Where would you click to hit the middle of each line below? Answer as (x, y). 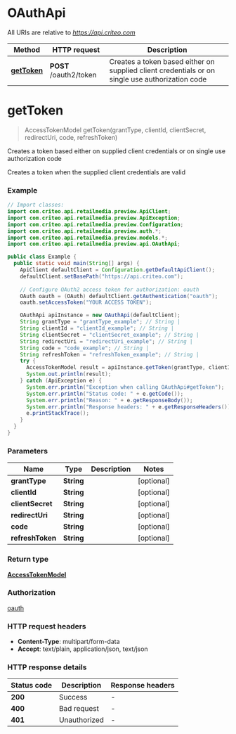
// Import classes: (36, 205)
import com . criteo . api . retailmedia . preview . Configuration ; (96, 224)
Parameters (27, 451)
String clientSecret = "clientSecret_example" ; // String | (110, 335)
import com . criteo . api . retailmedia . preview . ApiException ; (94, 218)
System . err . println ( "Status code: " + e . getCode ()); (105, 394)
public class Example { (42, 257)
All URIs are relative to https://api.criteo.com (71, 32)
